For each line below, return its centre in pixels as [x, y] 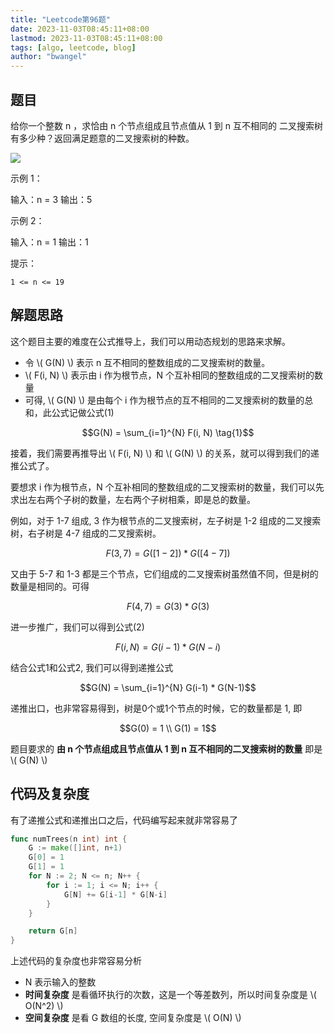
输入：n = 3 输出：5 [51, 199]
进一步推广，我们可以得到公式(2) [77, 627]
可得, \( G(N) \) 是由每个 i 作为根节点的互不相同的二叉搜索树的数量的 [164, 400]
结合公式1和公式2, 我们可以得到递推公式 [92, 667]
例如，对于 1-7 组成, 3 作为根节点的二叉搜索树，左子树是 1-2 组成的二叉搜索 [166, 520]
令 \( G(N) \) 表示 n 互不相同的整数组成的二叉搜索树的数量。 [147, 362]
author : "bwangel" [48, 57]
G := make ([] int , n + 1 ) [75, 848]
